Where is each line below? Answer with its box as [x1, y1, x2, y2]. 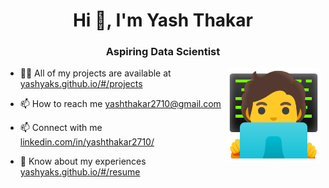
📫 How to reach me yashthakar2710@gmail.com [19, 98, 222, 110]
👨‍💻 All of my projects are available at [19, 67, 172, 79]
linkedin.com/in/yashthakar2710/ [19, 136, 155, 148]
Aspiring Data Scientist [105, 45, 221, 59]
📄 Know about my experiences [19, 155, 147, 168]
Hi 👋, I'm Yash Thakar [72, 9, 254, 32]
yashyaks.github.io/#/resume [19, 166, 141, 178]
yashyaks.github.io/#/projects [19, 78, 143, 90]
